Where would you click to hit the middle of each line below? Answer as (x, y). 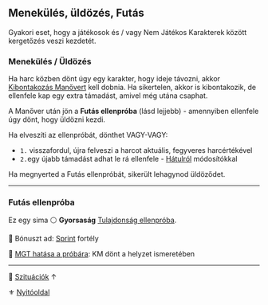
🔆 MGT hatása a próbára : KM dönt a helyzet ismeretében (102, 254)
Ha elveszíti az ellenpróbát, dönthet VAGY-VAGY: (88, 135)
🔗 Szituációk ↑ (33, 277)
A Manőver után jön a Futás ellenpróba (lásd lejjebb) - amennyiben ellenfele (134, 111)
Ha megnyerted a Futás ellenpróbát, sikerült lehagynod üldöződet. (117, 174)
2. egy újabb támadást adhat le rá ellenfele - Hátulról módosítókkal (128, 159)
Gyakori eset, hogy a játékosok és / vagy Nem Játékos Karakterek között (128, 32)
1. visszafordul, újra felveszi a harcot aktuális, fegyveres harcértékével (136, 151)
